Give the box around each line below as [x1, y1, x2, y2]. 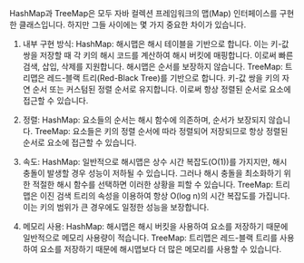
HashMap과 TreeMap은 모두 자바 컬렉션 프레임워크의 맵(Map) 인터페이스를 [9, 8, 278, 18]
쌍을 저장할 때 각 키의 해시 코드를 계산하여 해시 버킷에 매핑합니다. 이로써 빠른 [22, 50, 294, 61]
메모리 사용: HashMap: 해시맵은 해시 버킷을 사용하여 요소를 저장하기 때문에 [22, 221, 289, 231]
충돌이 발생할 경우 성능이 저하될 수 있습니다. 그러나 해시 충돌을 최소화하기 [22, 168, 282, 179]
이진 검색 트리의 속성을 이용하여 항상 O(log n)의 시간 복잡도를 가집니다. [39, 190, 290, 201]
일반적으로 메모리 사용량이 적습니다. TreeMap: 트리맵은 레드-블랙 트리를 [22, 232, 279, 243]
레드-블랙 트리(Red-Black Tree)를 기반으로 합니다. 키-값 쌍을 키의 [46, 73, 280, 83]
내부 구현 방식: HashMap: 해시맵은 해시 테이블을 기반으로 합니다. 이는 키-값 [22, 39, 289, 49]
